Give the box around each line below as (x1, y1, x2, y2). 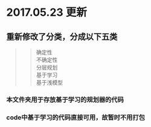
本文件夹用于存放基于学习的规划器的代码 (6, 95, 124, 103)
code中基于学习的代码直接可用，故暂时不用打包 (6, 113, 145, 122)
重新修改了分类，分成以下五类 (6, 31, 118, 42)
